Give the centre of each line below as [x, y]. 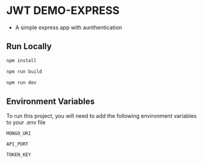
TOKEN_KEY [19, 155]
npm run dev [21, 83]
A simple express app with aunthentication [69, 27]
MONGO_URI [19, 134]
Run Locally [29, 46]
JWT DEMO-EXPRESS [63, 11]
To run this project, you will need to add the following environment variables [101, 116]
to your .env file [26, 123]
